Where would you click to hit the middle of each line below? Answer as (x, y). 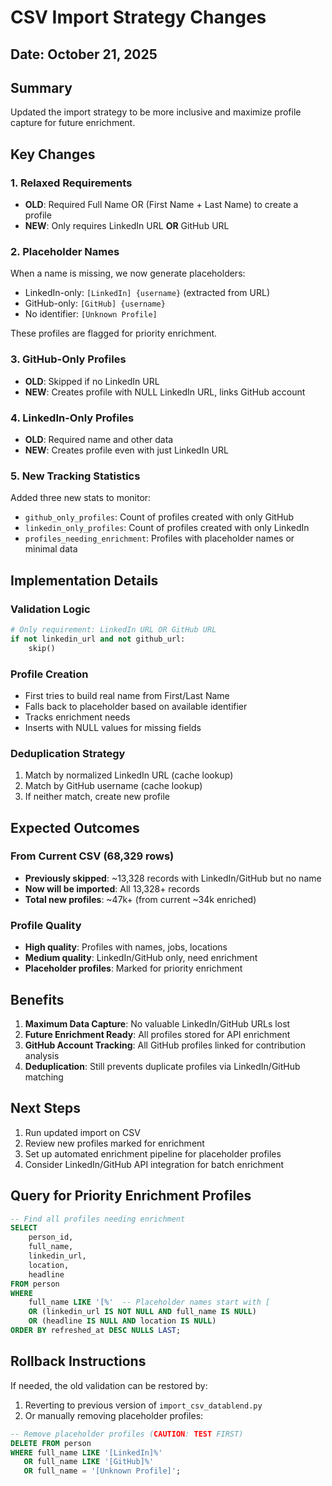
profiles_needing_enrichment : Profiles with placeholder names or (159, 538)
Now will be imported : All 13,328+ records (112, 888)
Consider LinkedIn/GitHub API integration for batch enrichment (154, 1164)
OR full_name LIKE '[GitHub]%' (89, 1462)
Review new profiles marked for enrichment (114, 1143)
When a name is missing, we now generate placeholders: (128, 273)
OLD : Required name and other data (99, 439)
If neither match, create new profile (97, 797)
